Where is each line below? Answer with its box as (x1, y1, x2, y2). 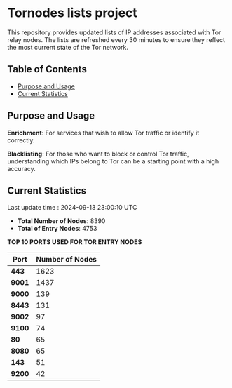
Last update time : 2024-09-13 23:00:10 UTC (7, 203, 137, 212)
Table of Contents (7, 63, 88, 75)
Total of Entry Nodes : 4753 (17, 225, 97, 233)
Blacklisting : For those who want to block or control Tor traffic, (7, 149, 189, 158)
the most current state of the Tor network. (7, 43, 128, 51)
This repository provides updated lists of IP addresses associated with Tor (7, 28, 221, 36)
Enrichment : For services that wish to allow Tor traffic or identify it (7, 128, 200, 137)
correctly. (7, 135, 35, 145)
